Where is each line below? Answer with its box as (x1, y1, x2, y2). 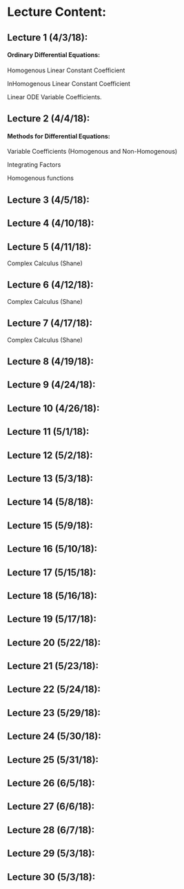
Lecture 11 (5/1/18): (7, 426, 90, 438)
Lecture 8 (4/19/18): (7, 356, 94, 367)
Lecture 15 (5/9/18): (7, 520, 93, 531)
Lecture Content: (7, 4, 107, 20)
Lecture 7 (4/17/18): (7, 318, 93, 329)
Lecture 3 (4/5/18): (7, 194, 90, 205)
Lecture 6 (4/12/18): (7, 279, 94, 291)
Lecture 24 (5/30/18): (7, 730, 101, 742)
